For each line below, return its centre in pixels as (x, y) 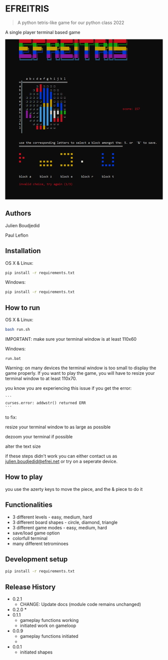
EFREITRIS (27, 9)
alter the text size (23, 446)
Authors (18, 213)
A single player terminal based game (43, 32)
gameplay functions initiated (49, 636)
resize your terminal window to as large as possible (58, 427)
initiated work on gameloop (48, 625)
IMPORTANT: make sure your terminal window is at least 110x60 (71, 339)
